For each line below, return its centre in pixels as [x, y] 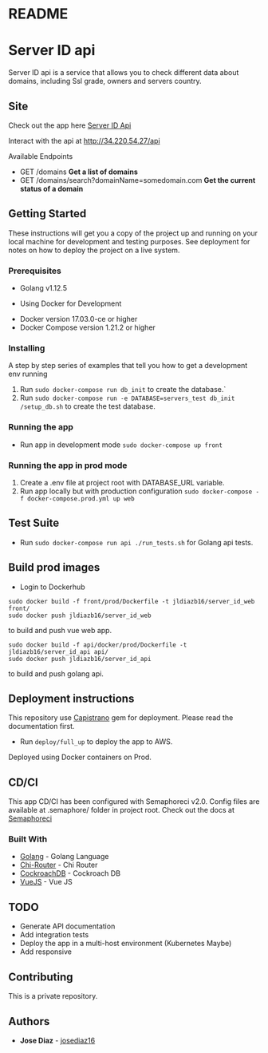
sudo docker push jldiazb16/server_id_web [80, 616]
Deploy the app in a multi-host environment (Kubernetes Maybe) [126, 944]
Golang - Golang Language [64, 857]
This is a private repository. [53, 996]
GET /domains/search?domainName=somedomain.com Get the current [138, 180]
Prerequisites [35, 271]
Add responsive [45, 952]
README [38, 14]
